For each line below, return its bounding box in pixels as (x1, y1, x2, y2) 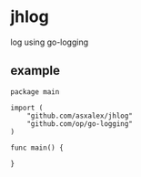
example (10, 63, 61, 78)
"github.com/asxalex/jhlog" (26, 111, 133, 120)
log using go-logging (10, 36, 89, 47)
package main (10, 87, 60, 97)
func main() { (10, 143, 65, 152)
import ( (10, 103, 44, 112)
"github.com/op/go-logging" (26, 119, 133, 129)
